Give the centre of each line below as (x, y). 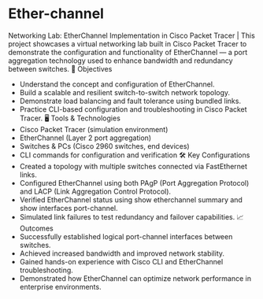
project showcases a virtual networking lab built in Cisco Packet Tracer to (128, 43)
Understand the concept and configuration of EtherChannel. (117, 84)
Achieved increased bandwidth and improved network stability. (122, 253)
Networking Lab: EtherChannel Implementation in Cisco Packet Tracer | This (132, 35)
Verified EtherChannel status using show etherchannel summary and (131, 199)
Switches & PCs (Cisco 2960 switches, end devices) (105, 146)
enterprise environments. (60, 286)
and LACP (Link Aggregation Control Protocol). (95, 191)
